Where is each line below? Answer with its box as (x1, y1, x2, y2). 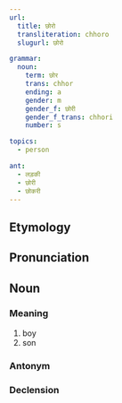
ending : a (25, 87, 62, 97)
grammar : (9, 55, 42, 64)
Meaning (9, 307, 49, 320)
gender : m (25, 96, 62, 105)
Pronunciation (9, 250, 90, 265)
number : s (25, 121, 62, 130)
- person (17, 145, 50, 155)
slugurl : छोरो (17, 38, 64, 47)
